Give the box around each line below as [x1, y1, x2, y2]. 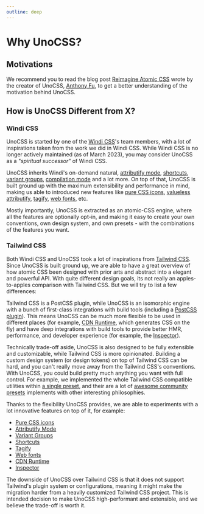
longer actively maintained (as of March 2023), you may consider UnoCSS [6, 151, 193, 158]
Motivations [6, 59, 53, 70]
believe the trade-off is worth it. [6, 501, 86, 509]
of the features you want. [6, 226, 70, 234]
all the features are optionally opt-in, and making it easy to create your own [6, 214, 195, 221]
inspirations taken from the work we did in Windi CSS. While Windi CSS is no [6, 144, 199, 152]
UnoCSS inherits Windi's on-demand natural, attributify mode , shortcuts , [6, 169, 189, 176]
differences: [6, 287, 37, 295]
